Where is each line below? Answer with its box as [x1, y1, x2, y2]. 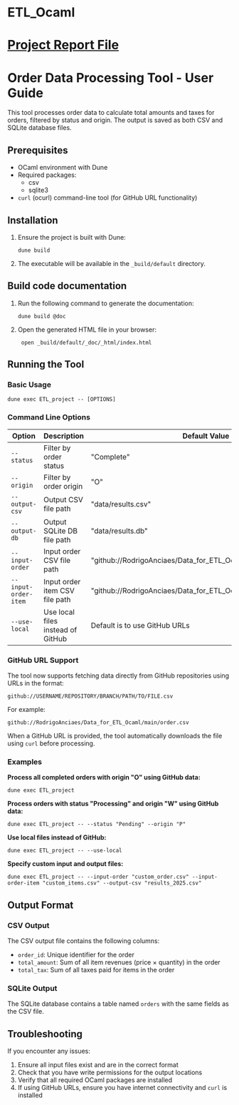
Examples [7, 757, 43, 767]
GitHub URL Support [7, 655, 79, 665]
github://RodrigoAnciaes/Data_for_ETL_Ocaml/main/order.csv [7, 719, 190, 726]
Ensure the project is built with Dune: [17, 233, 126, 241]
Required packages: [17, 170, 77, 179]
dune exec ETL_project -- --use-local [7, 847, 122, 855]
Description [43, 431, 84, 441]
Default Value [182, 431, 230, 441]
